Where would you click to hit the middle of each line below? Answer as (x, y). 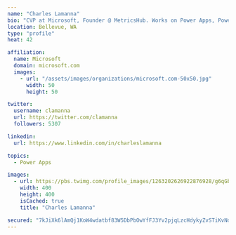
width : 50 (40, 85)
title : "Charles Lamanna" (58, 208)
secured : (20, 220)
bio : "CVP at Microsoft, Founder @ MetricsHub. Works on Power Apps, (111, 20)
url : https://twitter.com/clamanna (66, 117)
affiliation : (26, 53)
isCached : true (42, 201)
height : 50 (42, 92)
